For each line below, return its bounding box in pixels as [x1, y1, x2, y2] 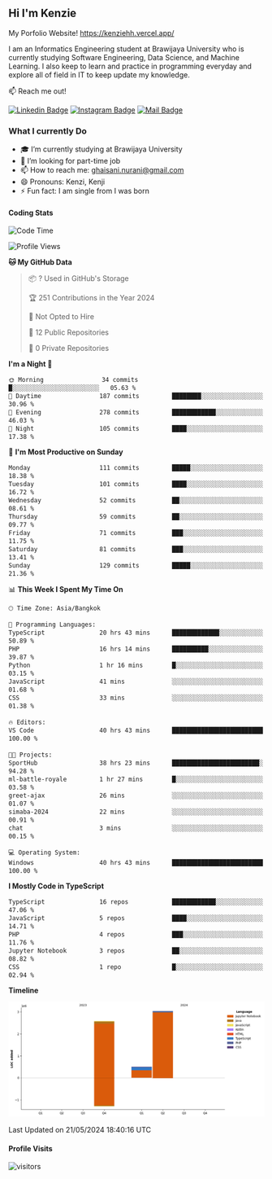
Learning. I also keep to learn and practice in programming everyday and [8, 61, 252, 71]
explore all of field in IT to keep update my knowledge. [8, 69, 191, 80]
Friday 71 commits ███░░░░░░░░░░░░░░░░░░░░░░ [8, 529, 264, 537]
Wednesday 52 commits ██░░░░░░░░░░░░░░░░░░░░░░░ [8, 497, 264, 505]
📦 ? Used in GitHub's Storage [28, 274, 130, 283]
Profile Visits [8, 1143, 53, 1153]
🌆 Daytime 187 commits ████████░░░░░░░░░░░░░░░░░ [8, 392, 264, 401]
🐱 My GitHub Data [8, 257, 73, 267]
